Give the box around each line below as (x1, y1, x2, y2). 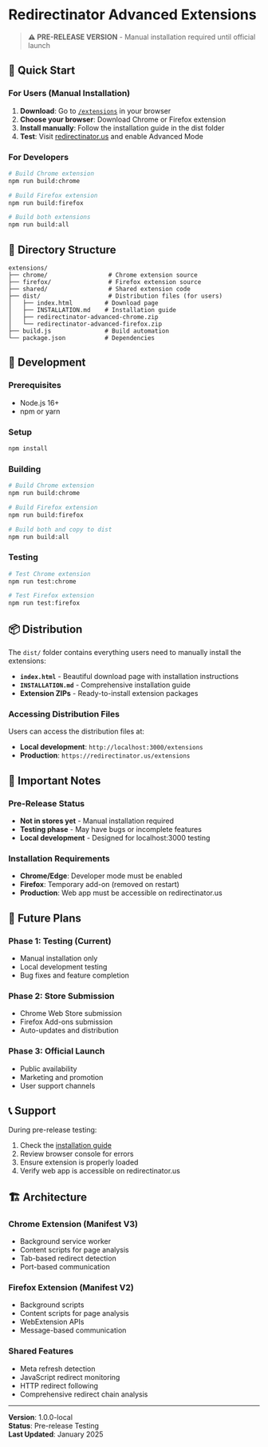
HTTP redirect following (19, 1381, 98, 1390)
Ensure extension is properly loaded (19, 1157, 139, 1167)
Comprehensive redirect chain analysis (19, 1389, 148, 1399)
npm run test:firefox (8, 599, 81, 607)
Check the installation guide (19, 1141, 112, 1150)
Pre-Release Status (8, 797, 85, 809)
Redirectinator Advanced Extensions (8, 6, 257, 24)
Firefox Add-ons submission (19, 1017, 113, 1027)
